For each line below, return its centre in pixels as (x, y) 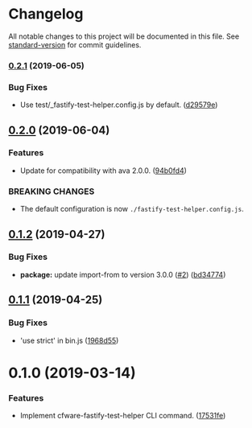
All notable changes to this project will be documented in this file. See (124, 36)
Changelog (46, 14)
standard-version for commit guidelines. (75, 44)
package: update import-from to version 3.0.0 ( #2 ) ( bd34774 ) (123, 274)
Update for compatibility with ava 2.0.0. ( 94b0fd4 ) (103, 171)
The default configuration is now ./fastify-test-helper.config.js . (132, 209)
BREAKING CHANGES (52, 191)
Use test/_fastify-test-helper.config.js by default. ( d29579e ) (119, 105)
